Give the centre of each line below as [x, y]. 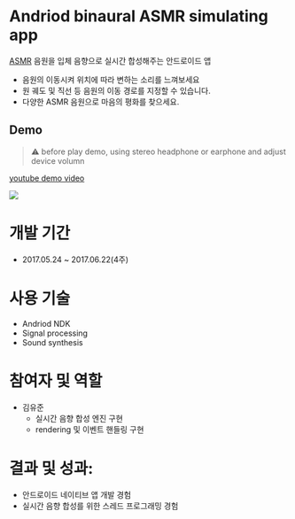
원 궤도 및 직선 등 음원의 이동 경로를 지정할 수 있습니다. [116, 90]
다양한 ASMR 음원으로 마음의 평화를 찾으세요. [101, 101]
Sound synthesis [52, 342]
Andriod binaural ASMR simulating [139, 16]
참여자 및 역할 [56, 380]
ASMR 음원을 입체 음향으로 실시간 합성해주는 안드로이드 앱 [110, 60]
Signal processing [55, 333]
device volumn [58, 160]
